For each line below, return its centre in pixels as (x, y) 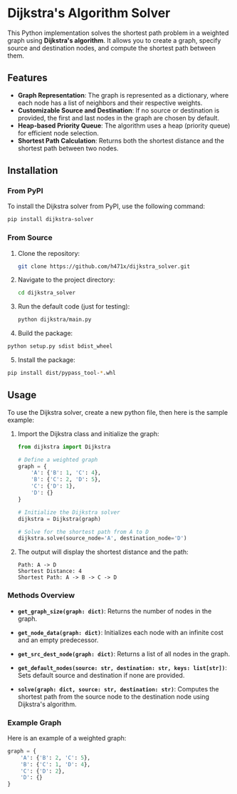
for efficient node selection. (58, 133)
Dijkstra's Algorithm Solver (89, 13)
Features (27, 78)
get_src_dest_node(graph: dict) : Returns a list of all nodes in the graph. (123, 654)
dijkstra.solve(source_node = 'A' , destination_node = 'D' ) (102, 538)
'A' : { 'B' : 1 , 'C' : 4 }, (66, 473)
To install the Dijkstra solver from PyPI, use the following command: (106, 206)
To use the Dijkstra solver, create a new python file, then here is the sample (118, 412)
